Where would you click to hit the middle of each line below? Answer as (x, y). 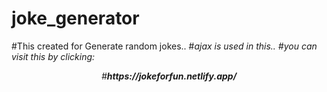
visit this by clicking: (53, 56)
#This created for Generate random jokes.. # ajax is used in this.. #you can (164, 46)
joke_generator (75, 18)
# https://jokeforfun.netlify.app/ (169, 76)
